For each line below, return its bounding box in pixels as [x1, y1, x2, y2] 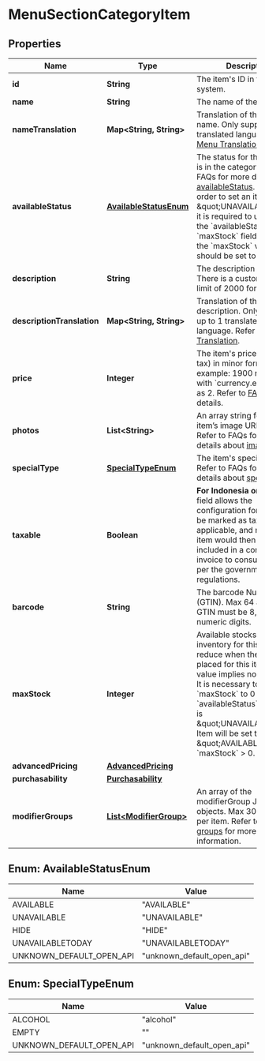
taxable [12, 530, 41, 540]
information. [196, 835, 242, 846]
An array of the [196, 786, 252, 797]
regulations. [196, 574, 241, 585]
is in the [196, 162, 226, 172]
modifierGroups [12, 811, 73, 822]
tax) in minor [196, 358, 244, 369]
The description [196, 263, 256, 274]
